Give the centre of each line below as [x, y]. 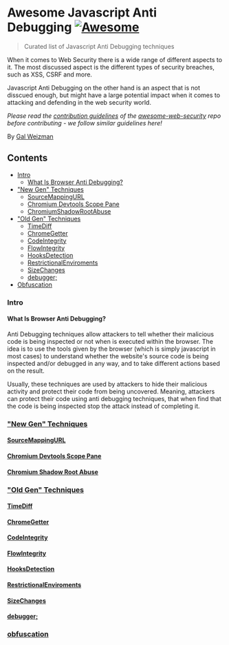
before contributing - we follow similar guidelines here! [85, 123]
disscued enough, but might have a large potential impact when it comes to [114, 95]
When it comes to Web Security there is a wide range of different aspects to [115, 59]
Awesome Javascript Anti [82, 13]
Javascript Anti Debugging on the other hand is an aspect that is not [104, 88]
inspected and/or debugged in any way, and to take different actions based [113, 363]
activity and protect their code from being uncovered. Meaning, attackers [111, 391]
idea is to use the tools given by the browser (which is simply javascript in [111, 349]
